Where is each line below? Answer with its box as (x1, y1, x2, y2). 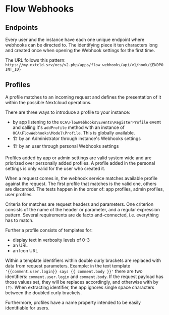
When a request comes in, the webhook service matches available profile (5, 175, 158, 181)
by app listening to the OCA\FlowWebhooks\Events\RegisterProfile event (12, 119, 161, 125)
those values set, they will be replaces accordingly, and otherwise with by (5, 279, 159, 285)
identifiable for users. (5, 304, 49, 311)
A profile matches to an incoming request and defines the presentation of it (5, 94, 161, 100)
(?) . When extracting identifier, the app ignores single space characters (5, 284, 155, 290)
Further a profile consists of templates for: (5, 227, 93, 233)
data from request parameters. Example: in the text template (5, 262, 131, 268)
